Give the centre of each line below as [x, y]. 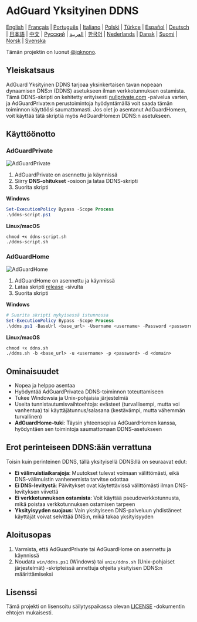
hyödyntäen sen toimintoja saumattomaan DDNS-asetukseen [88, 429]
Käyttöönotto [31, 134]
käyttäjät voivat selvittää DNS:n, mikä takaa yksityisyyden [84, 516]
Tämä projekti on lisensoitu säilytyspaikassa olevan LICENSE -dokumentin [96, 606]
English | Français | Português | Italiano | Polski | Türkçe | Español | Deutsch [98, 27]
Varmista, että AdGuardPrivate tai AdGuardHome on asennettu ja [93, 549]
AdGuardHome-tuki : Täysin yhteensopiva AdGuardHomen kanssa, [96, 423]
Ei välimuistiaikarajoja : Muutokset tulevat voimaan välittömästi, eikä [97, 473]
